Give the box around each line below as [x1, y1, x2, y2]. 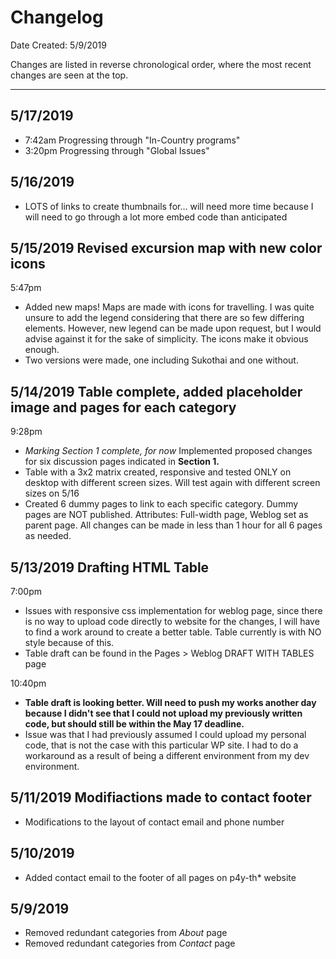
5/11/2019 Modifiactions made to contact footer [10, 789, 312, 806]
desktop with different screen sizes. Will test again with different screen [24, 477, 321, 489]
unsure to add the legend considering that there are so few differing [24, 312, 305, 324]
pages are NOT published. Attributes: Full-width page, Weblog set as [24, 509, 309, 521]
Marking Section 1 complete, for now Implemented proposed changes [24, 445, 313, 457]
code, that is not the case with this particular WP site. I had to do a [24, 739, 299, 751]
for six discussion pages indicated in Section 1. [24, 456, 220, 468]
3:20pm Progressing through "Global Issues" [24, 144, 210, 156]
